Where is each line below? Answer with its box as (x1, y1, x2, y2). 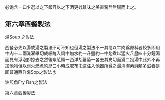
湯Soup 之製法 (5, 34, 34, 40)
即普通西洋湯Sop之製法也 (5, 69, 56, 75)
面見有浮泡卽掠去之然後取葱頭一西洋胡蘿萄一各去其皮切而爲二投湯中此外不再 (5, 56, 160, 62)
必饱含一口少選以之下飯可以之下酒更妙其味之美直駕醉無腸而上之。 (5, 4, 138, 10)
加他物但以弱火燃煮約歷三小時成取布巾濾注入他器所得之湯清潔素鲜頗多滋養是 (5, 63, 160, 69)
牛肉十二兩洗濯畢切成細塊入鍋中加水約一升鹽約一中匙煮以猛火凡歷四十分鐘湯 (5, 50, 160, 56)
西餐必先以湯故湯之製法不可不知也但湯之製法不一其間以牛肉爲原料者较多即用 (5, 44, 160, 50)
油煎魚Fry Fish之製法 (5, 79, 48, 85)
